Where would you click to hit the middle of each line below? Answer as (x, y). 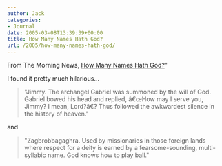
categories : (24, 20)
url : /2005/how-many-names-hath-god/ (61, 45)
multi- (207, 148)
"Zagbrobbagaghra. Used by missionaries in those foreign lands (115, 141)
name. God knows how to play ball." (98, 155)
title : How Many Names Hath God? (55, 39)
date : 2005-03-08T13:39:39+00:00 (55, 33)
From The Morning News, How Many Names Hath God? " (87, 65)
